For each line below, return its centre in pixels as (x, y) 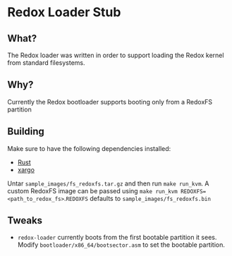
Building (26, 132)
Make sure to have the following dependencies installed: (89, 148)
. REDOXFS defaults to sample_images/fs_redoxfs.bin (138, 198)
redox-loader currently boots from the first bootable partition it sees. (117, 238)
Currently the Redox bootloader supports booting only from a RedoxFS (110, 102)
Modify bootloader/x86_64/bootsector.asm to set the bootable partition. (121, 245)
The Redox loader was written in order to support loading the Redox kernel (116, 55)
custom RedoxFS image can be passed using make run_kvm (93, 190)
